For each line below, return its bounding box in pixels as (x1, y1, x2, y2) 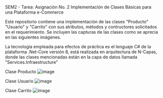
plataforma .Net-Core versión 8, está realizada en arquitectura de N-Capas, (5, 49, 158, 55)
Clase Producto (5, 69, 37, 75)
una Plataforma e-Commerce (5, 9, 64, 15)
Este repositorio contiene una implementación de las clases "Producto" (5, 19, 149, 24)
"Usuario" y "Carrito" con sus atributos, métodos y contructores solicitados (5, 24, 157, 30)
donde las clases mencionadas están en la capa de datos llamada (5, 54, 138, 60)
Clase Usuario (5, 78, 34, 84)
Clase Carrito (5, 88, 32, 93)
